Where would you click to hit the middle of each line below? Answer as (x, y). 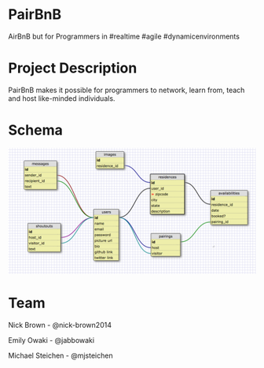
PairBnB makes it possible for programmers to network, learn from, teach (126, 90)
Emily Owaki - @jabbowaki (51, 340)
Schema (35, 130)
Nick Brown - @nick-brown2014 (60, 325)
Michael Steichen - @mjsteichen (60, 355)
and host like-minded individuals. (62, 98)
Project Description (73, 68)
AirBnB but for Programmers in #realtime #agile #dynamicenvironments (124, 36)
